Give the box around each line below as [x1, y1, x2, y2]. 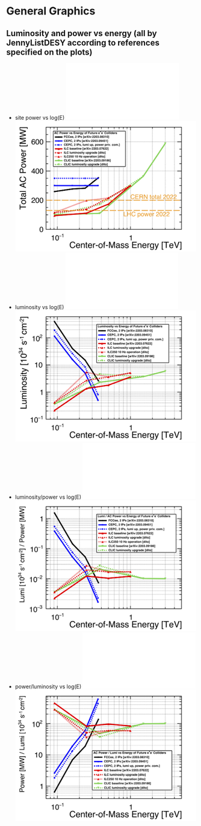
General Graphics [6, 4, 96, 18]
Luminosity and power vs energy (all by [6, 28, 158, 39]
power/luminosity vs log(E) [14, 683, 82, 690]
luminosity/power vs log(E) [14, 493, 82, 501]
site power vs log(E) [14, 114, 65, 121]
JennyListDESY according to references [6, 37, 159, 48]
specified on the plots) [6, 47, 93, 57]
